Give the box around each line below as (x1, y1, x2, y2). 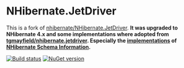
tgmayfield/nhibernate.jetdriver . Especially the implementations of (6, 37, 177, 44)
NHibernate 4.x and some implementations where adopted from (6, 30, 170, 37)
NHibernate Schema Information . (6, 43, 91, 51)
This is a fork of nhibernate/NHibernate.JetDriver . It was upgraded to (6, 24, 179, 31)
